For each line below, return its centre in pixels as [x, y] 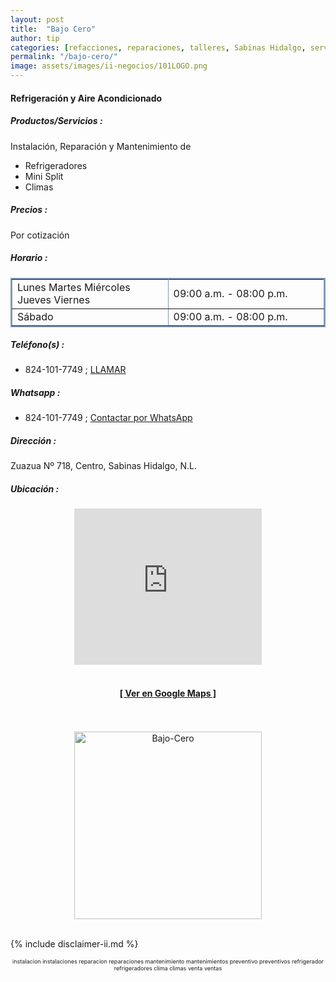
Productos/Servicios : [56, 121]
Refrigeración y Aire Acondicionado [86, 98]
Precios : [29, 210]
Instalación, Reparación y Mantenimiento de [101, 146]
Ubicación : [35, 489]
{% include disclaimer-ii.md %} [74, 943]
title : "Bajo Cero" [53, 29]
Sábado [35, 316]
